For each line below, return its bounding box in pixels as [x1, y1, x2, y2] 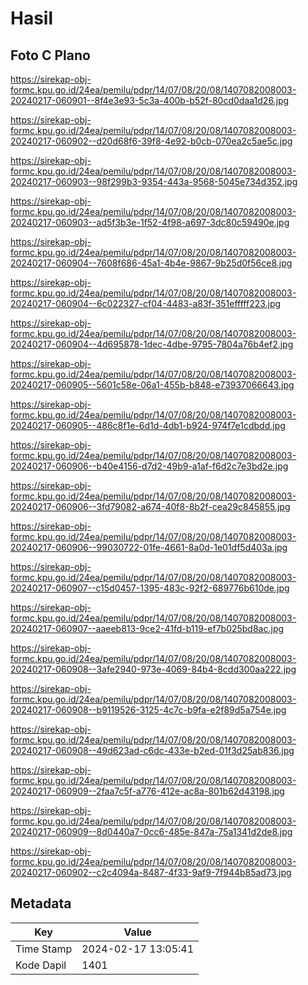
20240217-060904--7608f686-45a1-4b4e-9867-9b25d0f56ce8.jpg [10, 257, 293, 269]
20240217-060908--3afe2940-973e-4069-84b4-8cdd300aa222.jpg [10, 663, 297, 675]
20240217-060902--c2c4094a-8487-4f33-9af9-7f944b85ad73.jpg [10, 867, 292, 878]
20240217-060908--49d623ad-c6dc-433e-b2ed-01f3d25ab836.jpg [10, 745, 295, 756]
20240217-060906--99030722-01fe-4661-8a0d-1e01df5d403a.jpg [10, 542, 288, 553]
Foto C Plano [10, 47, 91, 64]
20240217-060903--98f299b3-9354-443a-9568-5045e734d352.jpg [10, 176, 298, 187]
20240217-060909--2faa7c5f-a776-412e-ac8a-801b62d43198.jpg [10, 785, 285, 797]
